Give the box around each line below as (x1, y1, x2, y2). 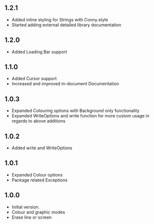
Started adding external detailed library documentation (11, 22, 121, 28)
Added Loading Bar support (11, 48, 68, 55)
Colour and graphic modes (11, 209, 66, 215)
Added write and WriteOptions (11, 145, 72, 151)
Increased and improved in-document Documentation (11, 81, 120, 87)
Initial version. (11, 204, 40, 210)
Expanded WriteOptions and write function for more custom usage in (11, 113, 150, 119)
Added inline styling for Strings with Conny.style (11, 16, 108, 22)
